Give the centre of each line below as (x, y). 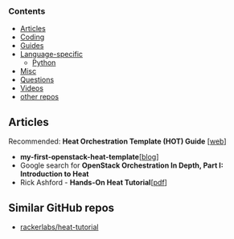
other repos (39, 97)
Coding (32, 37)
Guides (32, 46)
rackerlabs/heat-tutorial (59, 227)
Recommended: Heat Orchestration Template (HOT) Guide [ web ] (117, 141)
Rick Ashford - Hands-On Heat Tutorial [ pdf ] (93, 183)
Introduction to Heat (54, 174)
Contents (27, 11)
